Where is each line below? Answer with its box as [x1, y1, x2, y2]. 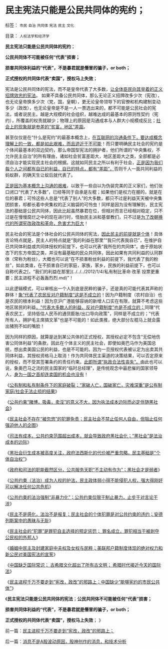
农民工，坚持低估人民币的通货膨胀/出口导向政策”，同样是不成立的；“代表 [9, 310, 160, 316]
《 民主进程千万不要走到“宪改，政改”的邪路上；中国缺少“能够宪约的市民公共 [5, 579, 160, 585]
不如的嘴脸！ [18, 323, 45, 329]
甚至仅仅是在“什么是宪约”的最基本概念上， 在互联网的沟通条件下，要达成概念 [5, 134, 162, 140]
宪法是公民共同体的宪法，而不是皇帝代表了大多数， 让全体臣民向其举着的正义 [5, 86, 163, 92]
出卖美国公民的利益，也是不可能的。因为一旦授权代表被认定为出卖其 [18, 346, 158, 352]
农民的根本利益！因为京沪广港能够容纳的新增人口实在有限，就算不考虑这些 [9, 298, 163, 304]
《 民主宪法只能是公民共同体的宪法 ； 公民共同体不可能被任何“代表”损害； [5, 595, 152, 602]
